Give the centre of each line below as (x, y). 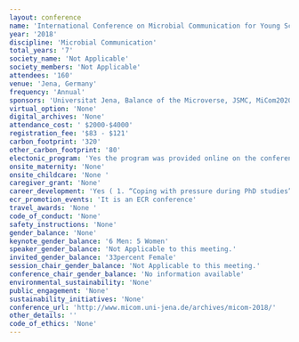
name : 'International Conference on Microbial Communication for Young (145, 26)
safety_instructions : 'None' (63, 224)
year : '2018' (33, 34)
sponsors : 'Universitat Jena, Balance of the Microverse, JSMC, (131, 100)
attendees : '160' (41, 76)
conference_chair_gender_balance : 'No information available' (127, 274)
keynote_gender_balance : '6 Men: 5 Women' (89, 241)
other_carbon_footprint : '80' (65, 150)
